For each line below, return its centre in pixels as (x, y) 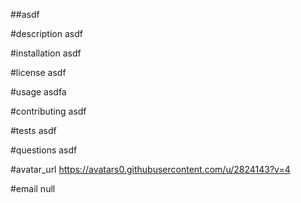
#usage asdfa (38, 92)
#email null (33, 188)
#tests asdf (33, 130)
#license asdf (38, 72)
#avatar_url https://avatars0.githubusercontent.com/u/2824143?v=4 (150, 169)
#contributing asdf (48, 111)
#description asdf (46, 33)
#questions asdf (44, 150)
